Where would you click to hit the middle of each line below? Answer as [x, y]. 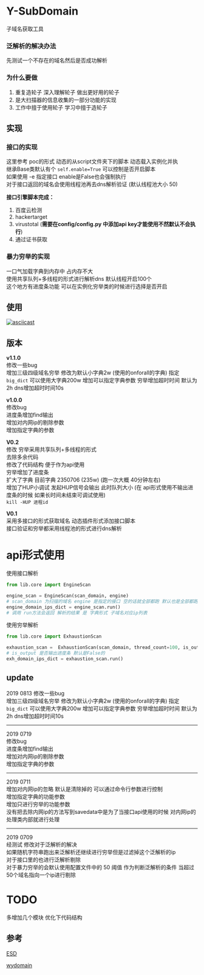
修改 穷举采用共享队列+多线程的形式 [52, 450]
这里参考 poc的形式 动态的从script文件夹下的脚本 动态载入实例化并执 [92, 162]
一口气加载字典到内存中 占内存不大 [49, 271]
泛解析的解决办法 [31, 46]
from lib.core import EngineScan [49, 585]
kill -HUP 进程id [27, 503]
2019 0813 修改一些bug [36, 693]
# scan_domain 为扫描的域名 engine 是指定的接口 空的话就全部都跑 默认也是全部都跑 [102, 601]
